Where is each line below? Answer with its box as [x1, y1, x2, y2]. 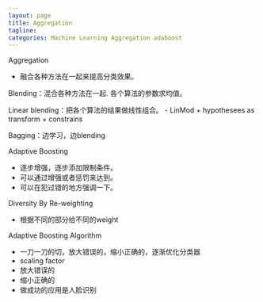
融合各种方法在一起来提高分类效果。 [19, 72, 139, 82]
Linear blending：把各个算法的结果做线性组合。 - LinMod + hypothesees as [8, 105, 255, 115]
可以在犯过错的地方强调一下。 [19, 183, 117, 193]
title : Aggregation [8, 19, 73, 27]
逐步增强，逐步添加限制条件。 [19, 163, 117, 173]
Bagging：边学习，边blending [8, 131, 105, 140]
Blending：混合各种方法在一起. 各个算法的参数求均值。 [8, 89, 187, 98]
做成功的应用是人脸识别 [19, 285, 97, 295]
